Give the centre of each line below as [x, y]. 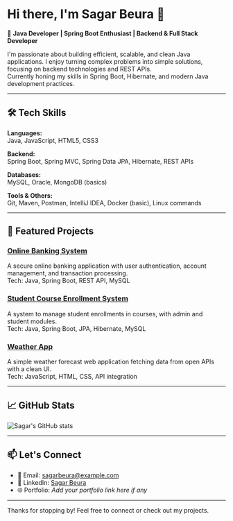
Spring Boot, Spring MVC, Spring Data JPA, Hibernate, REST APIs [101, 161]
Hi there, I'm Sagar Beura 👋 [86, 14]
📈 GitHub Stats [41, 405]
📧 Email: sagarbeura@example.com [68, 475]
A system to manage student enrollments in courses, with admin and [105, 314]
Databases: [24, 174]
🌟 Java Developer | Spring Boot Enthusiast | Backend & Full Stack [103, 33]
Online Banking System [48, 251]
